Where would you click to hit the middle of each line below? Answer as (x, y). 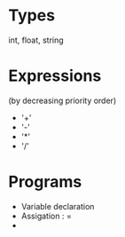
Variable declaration (58, 206)
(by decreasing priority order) (62, 100)
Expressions (55, 76)
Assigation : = (46, 216)
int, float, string (36, 40)
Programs (45, 182)
